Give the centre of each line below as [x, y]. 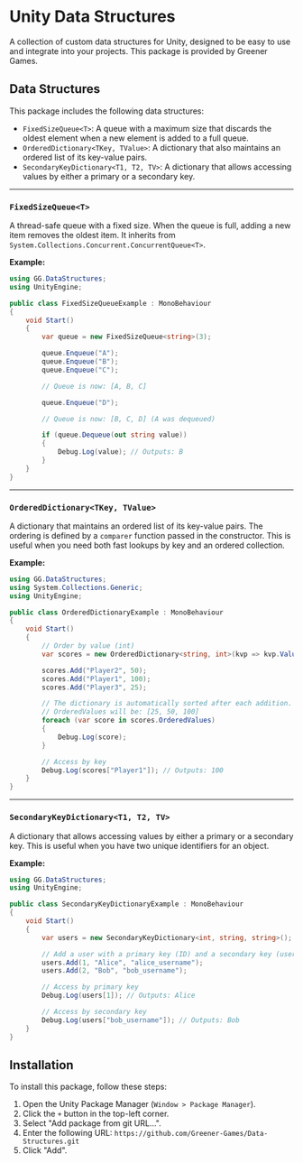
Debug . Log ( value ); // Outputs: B [120, 452]
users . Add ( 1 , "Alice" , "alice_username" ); [123, 963]
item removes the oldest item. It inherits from [92, 235]
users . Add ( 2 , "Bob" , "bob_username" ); [115, 971]
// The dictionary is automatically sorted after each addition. [167, 704]
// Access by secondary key [94, 1012]
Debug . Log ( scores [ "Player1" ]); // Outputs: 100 [133, 770]
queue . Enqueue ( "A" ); [80, 354]
